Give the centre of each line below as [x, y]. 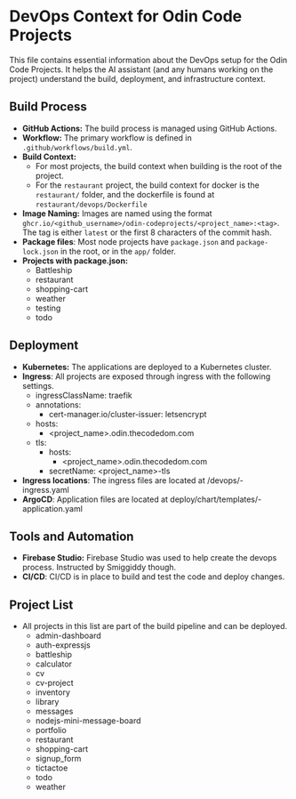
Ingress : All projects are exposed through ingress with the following [146, 376]
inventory [53, 692]
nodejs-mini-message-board [88, 721]
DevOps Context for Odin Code [126, 16]
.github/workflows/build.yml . [77, 147]
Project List [41, 605]
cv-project [54, 683]
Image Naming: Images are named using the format [117, 213]
